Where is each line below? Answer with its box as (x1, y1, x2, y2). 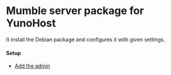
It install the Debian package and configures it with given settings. (6, 36, 165, 43)
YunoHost (6, 16, 56, 30)
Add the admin (14, 63, 50, 70)
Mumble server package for (6, 4, 145, 18)
